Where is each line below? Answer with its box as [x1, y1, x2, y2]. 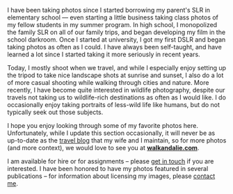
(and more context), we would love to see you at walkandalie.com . [7, 144, 200, 152]
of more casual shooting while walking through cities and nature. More [7, 79, 209, 86]
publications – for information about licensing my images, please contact [7, 172, 216, 180]
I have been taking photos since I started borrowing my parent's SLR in [7, 6, 211, 14]
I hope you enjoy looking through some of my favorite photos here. [7, 122, 198, 129]
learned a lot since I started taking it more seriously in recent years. [7, 50, 200, 58]
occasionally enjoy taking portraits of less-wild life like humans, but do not [7, 101, 220, 108]
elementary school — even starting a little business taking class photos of [7, 13, 219, 22]
